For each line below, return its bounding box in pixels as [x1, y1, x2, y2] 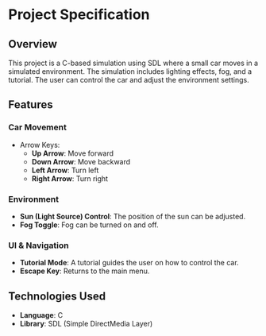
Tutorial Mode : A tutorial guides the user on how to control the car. [19, 258, 240, 268]
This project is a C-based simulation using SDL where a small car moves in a [8, 58, 259, 68]
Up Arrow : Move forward [31, 149, 114, 158]
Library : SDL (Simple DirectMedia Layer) [19, 319, 153, 329]
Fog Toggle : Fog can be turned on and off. [19, 220, 159, 230]
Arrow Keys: [19, 140, 60, 149]
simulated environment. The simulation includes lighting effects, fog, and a [8, 67, 253, 76]
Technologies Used [8, 289, 106, 303]
